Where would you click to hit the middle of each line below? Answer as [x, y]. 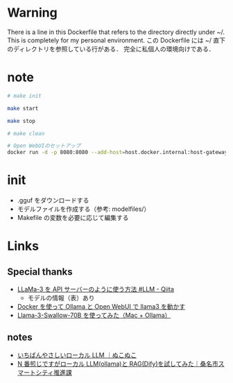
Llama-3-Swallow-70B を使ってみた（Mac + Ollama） [94, 315]
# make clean [26, 133]
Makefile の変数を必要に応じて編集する [73, 218]
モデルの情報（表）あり [61, 298]
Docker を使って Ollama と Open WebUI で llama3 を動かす [101, 307]
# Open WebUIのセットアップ [44, 146]
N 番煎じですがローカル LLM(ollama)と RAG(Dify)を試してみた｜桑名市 [118, 364]
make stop [21, 121]
